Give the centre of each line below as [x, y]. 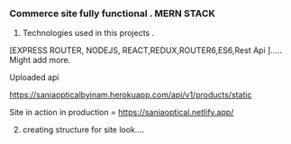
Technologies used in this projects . [88, 33]
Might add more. [40, 60]
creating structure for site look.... [83, 130]
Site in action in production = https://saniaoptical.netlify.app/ [122, 112]
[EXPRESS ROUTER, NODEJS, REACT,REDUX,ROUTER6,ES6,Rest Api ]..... [145, 50]
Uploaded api [34, 77]
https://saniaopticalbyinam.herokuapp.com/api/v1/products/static [131, 95]
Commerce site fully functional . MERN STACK [113, 13]
